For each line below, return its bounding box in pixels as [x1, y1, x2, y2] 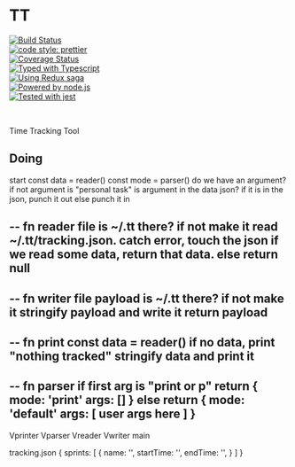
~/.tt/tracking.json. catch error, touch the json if [9, 233, 279, 248]
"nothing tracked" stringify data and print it [9, 348, 255, 363]
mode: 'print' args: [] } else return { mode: [9, 393, 245, 408]
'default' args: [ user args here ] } [9, 407, 197, 422]
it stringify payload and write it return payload [9, 305, 268, 320]
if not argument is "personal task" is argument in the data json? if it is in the [9, 183, 283, 195]
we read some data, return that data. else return [9, 247, 279, 262]
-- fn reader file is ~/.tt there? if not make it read [9, 219, 279, 235]
